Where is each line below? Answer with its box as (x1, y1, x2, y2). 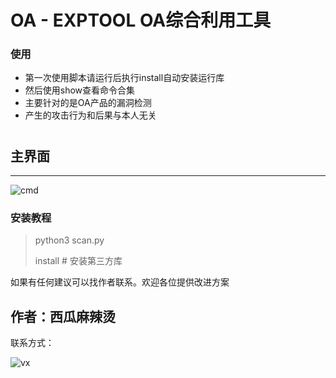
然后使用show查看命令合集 (24, 84, 136, 96)
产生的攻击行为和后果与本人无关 (24, 109, 157, 121)
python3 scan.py (34, 234, 105, 246)
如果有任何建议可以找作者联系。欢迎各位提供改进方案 (10, 276, 230, 288)
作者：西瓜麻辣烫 (10, 308, 116, 325)
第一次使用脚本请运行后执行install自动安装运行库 (24, 72, 225, 84)
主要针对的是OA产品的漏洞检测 (24, 97, 152, 109)
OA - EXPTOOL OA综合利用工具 (10, 9, 272, 32)
